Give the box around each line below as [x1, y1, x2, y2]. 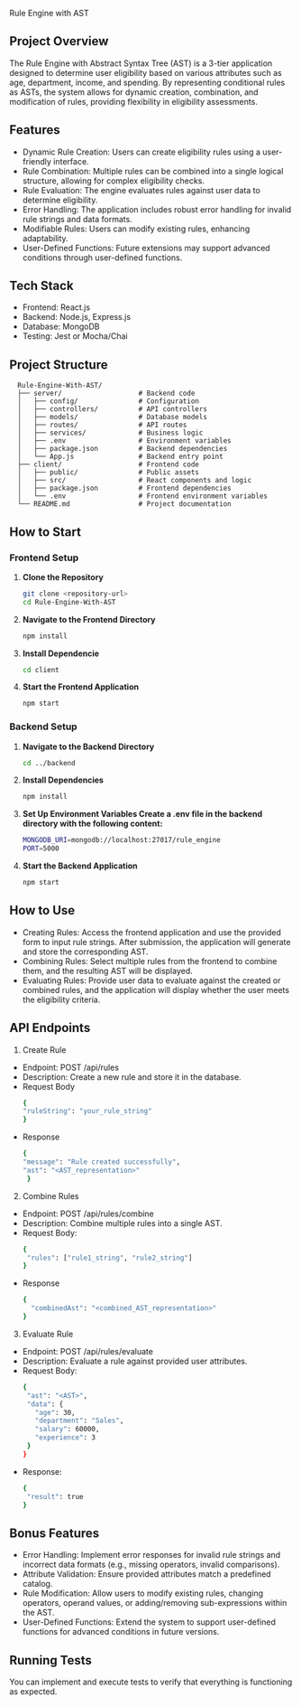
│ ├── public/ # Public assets [17, 468, 200, 477]
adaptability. [22, 232, 69, 243]
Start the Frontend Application [22, 681, 140, 692]
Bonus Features [9, 1525, 100, 1541]
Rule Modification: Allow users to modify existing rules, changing [22, 1588, 264, 1598]
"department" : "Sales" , [34, 1416, 124, 1426]
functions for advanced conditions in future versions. [22, 1626, 220, 1637]
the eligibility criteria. [22, 994, 101, 1005]
